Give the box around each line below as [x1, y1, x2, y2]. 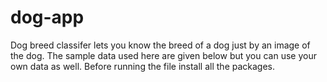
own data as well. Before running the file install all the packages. [10, 60, 276, 72]
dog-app [10, 6, 85, 29]
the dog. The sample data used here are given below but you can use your [10, 49, 317, 61]
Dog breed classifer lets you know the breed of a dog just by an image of [10, 39, 311, 51]
